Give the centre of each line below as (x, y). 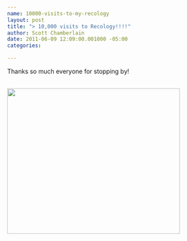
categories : (24, 46)
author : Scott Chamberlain (46, 33)
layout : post (26, 20)
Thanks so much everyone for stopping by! (68, 71)
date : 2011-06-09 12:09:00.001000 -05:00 (68, 39)
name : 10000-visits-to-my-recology (58, 13)
